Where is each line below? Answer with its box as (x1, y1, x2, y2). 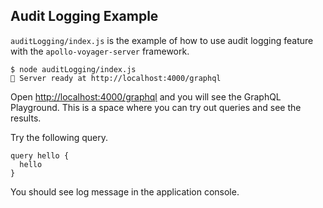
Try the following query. (10, 131, 109, 143)
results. (10, 112, 42, 124)
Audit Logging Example (10, 8, 159, 25)
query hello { (10, 150, 70, 161)
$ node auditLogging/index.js (10, 64, 137, 74)
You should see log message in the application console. (10, 185, 240, 198)
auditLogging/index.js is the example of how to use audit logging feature (10, 34, 314, 46)
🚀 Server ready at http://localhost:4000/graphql (10, 73, 222, 83)
